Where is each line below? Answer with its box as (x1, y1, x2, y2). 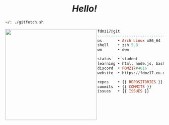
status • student (97, 56, 138, 62)
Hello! (72, 3, 97, 15)
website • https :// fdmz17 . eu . (97, 70, 163, 75)
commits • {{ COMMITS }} (97, 84, 152, 89)
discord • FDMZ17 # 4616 (97, 66, 147, 71)
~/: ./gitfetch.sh (5, 20, 44, 25)
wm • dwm (97, 47, 129, 53)
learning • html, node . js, (97, 61, 154, 66)
